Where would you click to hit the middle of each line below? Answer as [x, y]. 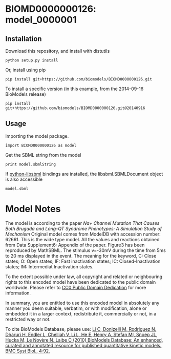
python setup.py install [32, 60]
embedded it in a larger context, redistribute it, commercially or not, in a [81, 313]
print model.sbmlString [31, 164]
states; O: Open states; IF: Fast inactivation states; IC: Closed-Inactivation [83, 261]
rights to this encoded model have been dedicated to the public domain [81, 282]
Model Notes [33, 209]
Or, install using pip [26, 70]
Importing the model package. [37, 136]
